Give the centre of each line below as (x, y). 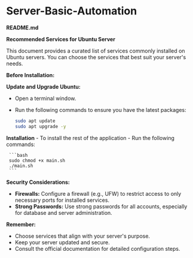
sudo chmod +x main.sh (37, 160)
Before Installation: (30, 75)
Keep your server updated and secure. (62, 242)
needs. (15, 63)
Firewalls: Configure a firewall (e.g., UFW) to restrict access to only (98, 193)
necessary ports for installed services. (62, 200)
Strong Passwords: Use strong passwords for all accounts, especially (101, 206)
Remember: (21, 224)
